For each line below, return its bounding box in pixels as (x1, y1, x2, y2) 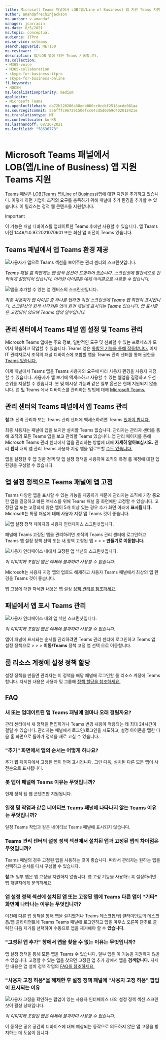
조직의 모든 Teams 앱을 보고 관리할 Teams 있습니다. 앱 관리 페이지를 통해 (10, 433, 151, 439)
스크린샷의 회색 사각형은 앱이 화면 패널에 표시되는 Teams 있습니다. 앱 (11, 303, 145, 309)
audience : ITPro (5, 35, 38, 40)
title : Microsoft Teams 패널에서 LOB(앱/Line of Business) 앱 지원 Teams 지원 (5, 7, 161, 12)
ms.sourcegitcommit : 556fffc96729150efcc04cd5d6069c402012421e (5, 108, 138, 113)
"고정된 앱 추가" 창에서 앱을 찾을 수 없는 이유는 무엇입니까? (5, 939, 136, 946)
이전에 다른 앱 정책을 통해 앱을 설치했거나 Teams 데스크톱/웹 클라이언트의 (5, 913, 146, 919)
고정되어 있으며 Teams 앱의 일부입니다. (10, 309, 86, 316)
